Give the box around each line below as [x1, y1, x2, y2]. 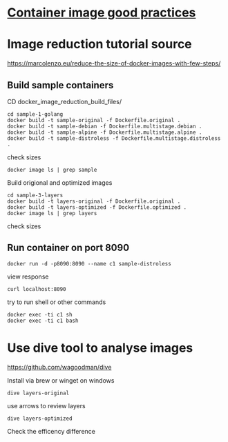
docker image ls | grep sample [7, 166, 97, 173]
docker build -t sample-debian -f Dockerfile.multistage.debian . [7, 123, 202, 130]
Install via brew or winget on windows [7, 376, 115, 384]
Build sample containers [7, 79, 114, 91]
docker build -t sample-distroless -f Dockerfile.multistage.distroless [7, 134, 221, 142]
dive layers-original [7, 390, 70, 396]
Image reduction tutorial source [7, 37, 192, 52]
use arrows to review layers [7, 401, 86, 410]
